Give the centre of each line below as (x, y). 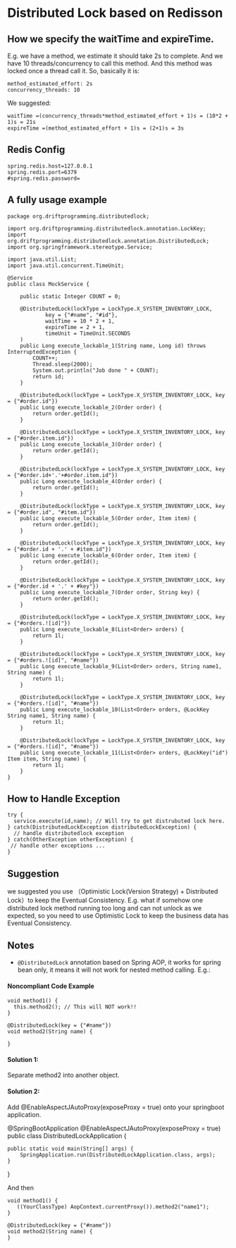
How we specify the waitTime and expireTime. (111, 39)
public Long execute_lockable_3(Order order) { (91, 444)
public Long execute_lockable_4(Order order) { (91, 481)
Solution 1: (23, 1059)
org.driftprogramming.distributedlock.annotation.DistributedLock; (108, 241)
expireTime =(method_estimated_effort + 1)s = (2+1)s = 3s (96, 128)
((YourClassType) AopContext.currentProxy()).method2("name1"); (113, 1206)
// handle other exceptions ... (58, 846)
